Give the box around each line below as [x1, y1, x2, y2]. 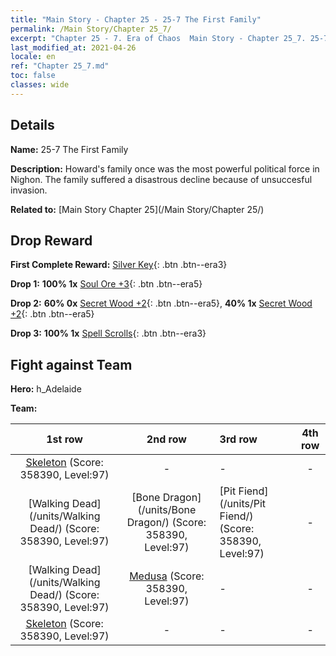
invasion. [10, 184, 48, 196]
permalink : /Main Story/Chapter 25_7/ [10, 24, 172, 34]
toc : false [10, 71, 56, 81]
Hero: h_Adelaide [10, 383, 82, 395]
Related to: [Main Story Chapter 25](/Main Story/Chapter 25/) [10, 203, 265, 215]
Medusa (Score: [129, 569, 205, 583]
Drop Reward [10, 232, 93, 249]
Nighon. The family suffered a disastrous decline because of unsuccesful [10, 173, 313, 185]
